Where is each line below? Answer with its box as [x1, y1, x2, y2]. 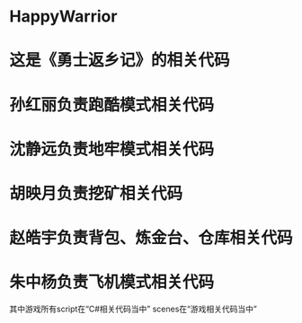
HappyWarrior [9, 6, 118, 27]
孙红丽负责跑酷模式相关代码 [9, 94, 215, 115]
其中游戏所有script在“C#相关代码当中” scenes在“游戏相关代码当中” [9, 303, 258, 315]
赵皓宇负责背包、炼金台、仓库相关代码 [9, 228, 294, 249]
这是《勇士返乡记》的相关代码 [9, 50, 231, 71]
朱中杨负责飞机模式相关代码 [9, 272, 215, 292]
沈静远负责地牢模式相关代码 [9, 139, 215, 159]
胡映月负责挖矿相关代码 [9, 183, 183, 204]
